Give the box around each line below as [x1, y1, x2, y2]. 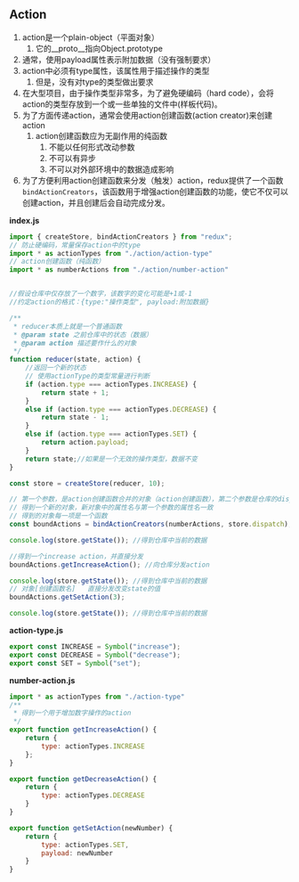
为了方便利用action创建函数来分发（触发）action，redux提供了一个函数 [21, 175, 284, 185]
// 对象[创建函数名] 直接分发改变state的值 [9, 584, 161, 593]
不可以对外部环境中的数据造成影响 [48, 164, 174, 175]
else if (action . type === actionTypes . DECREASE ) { [25, 404, 217, 413]
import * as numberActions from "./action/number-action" [9, 265, 229, 274]
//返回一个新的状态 [25, 363, 87, 372]
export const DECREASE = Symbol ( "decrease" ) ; [9, 650, 181, 659]
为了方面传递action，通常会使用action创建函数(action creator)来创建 [21, 110, 273, 120]
